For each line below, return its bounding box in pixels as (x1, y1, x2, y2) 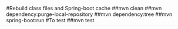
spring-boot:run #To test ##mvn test (6, 17, 95, 23)
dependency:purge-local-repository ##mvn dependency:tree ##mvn (6, 11, 173, 18)
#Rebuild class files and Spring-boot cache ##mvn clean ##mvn (6, 5, 162, 11)
